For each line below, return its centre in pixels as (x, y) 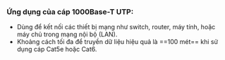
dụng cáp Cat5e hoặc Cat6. (57, 50)
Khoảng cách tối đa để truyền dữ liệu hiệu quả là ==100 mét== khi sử (117, 42)
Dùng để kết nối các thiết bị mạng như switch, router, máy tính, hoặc (116, 27)
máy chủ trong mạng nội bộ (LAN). (67, 34)
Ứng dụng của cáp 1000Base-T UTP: (70, 12)
